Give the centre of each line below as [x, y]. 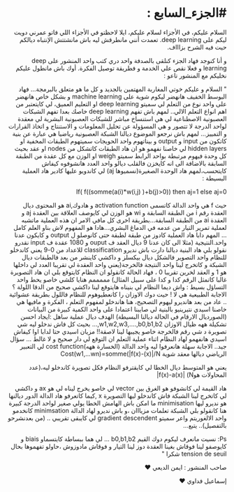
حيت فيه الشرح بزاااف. [197, 47]
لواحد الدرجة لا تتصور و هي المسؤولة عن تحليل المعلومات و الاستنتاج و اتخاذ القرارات [118, 126]
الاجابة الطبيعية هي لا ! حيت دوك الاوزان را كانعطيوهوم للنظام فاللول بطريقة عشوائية [118, 294]
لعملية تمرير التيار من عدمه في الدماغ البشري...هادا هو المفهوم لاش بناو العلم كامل [120, 227]
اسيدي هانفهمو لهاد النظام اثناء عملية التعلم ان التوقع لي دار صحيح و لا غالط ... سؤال [118, 339]
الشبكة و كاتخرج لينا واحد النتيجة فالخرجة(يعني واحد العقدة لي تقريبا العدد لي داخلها [120, 264]
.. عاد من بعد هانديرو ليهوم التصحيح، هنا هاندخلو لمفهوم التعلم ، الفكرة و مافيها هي [122, 301]
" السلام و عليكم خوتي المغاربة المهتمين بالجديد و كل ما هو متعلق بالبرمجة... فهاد [123, 89]
